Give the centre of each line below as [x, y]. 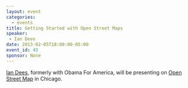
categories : [21, 17]
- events [22, 22]
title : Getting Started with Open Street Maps [65, 28]
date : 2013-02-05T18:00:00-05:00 [47, 45]
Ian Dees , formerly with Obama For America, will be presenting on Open [94, 72]
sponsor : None [24, 56]
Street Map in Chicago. [34, 79]
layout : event [24, 12]
